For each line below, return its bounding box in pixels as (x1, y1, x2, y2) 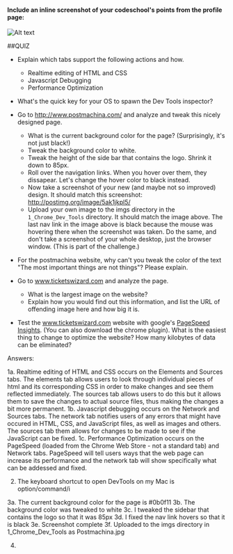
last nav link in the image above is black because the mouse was (27, 220, 214, 229)
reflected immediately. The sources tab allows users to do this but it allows (7, 390, 221, 398)
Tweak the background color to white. (27, 146, 137, 155)
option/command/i (17, 484, 71, 493)
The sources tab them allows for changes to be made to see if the (7, 427, 196, 435)
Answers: (7, 354, 35, 363)
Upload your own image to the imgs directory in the (27, 205, 175, 214)
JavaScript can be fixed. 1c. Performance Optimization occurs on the (7, 434, 204, 443)
